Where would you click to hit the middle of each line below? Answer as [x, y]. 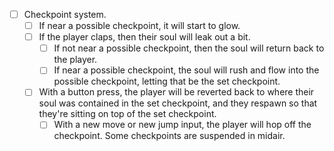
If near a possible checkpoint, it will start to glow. [139, 26]
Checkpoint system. [65, 14]
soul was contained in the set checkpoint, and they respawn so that [178, 103]
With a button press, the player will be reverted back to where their [176, 92]
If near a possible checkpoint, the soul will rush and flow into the [186, 70]
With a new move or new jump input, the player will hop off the [182, 125]
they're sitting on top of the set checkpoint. [127, 114]
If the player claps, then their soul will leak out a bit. [144, 37]
